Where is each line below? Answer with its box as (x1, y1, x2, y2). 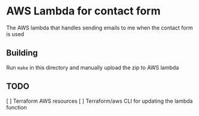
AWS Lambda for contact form (6, 4, 161, 18)
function (6, 103, 27, 111)
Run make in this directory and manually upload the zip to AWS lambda (6, 64, 179, 71)
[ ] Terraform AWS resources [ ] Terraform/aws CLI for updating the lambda (6, 97, 194, 105)
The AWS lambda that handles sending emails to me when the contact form (6, 24, 194, 31)
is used (6, 30, 25, 37)
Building (6, 48, 38, 58)
